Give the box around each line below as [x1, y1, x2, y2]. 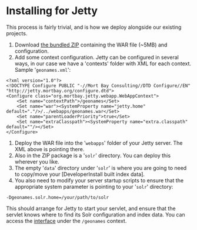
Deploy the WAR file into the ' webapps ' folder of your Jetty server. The [14, 139, 183, 146]
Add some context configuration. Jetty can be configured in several [14, 54, 179, 61]
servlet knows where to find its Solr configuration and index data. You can [6, 211, 185, 218]
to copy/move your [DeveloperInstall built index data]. [14, 171, 145, 178]
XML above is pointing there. [14, 145, 85, 152]
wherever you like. [14, 158, 60, 165]
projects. [6, 29, 28, 36]
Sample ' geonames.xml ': [14, 66, 71, 73]
